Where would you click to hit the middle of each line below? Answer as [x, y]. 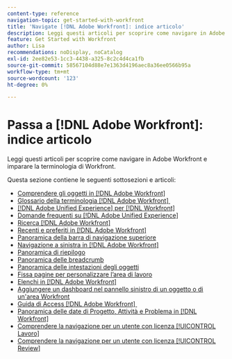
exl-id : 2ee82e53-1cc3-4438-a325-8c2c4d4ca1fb [76, 59]
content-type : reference [43, 14]
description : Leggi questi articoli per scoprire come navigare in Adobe [116, 33]
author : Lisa [26, 46]
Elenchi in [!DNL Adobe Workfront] [67, 282]
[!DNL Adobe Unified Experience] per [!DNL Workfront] [96, 208]
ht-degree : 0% [28, 85]
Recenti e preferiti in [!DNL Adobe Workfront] [82, 231]
